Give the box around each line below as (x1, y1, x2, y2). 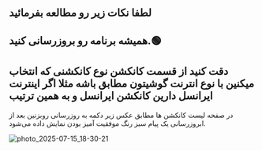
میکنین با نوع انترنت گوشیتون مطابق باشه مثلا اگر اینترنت (9, 77, 255, 90)
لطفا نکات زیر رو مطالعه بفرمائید (9, 6, 152, 20)
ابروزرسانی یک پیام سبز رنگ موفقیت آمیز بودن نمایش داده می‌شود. (9, 118, 206, 128)
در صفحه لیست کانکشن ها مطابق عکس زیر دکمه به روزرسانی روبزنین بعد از (9, 110, 234, 120)
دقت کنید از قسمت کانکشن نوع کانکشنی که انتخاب (9, 64, 229, 78)
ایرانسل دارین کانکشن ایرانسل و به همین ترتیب (9, 90, 213, 103)
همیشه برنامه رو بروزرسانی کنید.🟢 (9, 34, 162, 47)
